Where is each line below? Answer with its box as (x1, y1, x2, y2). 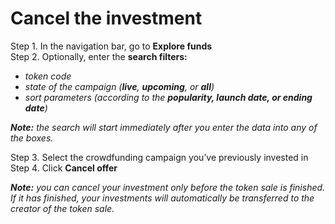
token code (24, 70, 72, 82)
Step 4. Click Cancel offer (10, 162, 118, 174)
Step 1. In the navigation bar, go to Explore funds (10, 40, 213, 52)
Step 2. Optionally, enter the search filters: (10, 50, 188, 62)
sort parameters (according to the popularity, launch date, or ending (24, 91, 313, 103)
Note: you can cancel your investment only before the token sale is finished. (10, 181, 326, 193)
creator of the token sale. (10, 202, 115, 214)
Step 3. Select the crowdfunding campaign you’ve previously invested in (10, 151, 309, 163)
